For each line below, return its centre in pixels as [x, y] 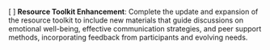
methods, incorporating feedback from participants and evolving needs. [128, 37]
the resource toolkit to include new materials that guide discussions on [126, 20]
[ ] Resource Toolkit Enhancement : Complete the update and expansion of [133, 12]
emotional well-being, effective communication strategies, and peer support [135, 29]
